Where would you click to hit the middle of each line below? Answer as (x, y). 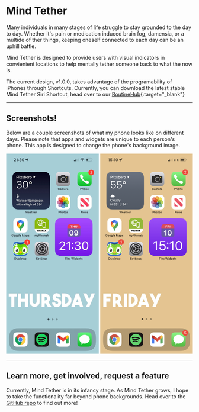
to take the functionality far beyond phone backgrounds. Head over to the (96, 396)
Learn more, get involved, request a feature (88, 376)
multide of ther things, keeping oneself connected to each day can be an (95, 40)
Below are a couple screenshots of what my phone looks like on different (95, 133)
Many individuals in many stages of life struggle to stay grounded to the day (99, 27)
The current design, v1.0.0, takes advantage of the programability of (89, 82)
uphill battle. (21, 46)
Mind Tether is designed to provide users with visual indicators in (86, 57)
